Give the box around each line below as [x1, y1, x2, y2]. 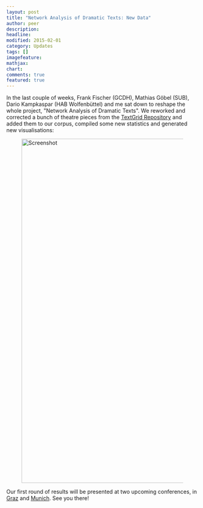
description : [6, 26, 40, 32]
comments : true [6, 72, 45, 78]
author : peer [6, 20, 40, 26]
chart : [6, 65, 23, 72]
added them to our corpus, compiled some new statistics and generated [6, 120, 188, 127]
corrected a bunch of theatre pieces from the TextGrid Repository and [6, 114, 182, 121]
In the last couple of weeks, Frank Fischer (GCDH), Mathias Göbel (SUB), [6, 94, 190, 102]
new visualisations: [6, 127, 54, 134]
